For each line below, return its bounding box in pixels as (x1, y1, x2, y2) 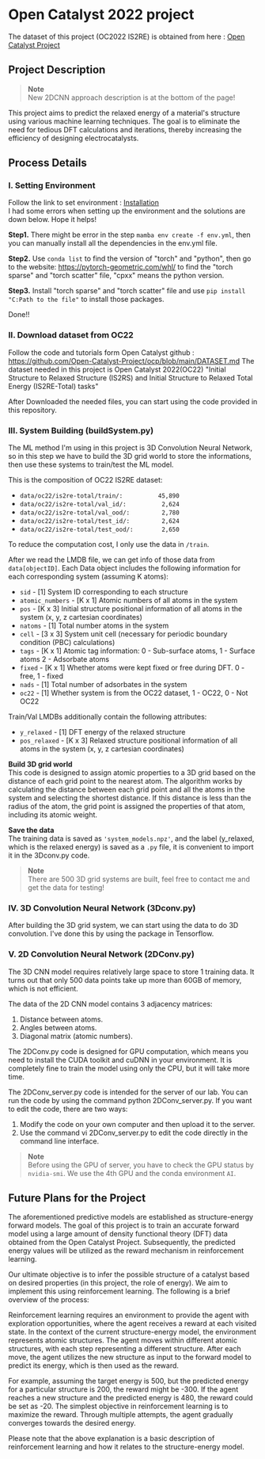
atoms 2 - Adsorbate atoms (19, 655, 109, 664)
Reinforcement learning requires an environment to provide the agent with (8, 1310, 249, 1320)
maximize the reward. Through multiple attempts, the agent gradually (8, 1410, 233, 1419)
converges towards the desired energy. (8, 1419, 136, 1428)
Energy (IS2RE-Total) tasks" (8, 381, 99, 391)
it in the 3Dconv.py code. (8, 850, 90, 861)
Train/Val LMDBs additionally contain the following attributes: (8, 712, 207, 722)
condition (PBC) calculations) (19, 638, 115, 647)
